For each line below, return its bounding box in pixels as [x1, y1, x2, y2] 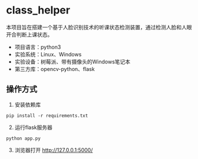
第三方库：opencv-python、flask [14, 65, 95, 72]
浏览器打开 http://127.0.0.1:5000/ [14, 146, 93, 153]
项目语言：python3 [14, 43, 61, 50]
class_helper [6, 4, 71, 17]
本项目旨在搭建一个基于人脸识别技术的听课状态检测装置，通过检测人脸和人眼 [6, 23, 192, 31]
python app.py [6, 136, 41, 141]
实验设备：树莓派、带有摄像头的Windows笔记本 [14, 58, 131, 65]
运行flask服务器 [14, 124, 53, 131]
